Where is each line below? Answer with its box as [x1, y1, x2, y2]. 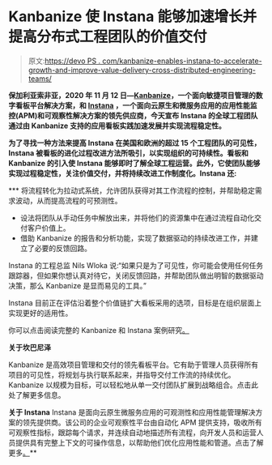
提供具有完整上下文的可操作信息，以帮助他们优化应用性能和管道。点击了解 [15, 437, 264, 447]
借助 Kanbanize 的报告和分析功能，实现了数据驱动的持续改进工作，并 [19, 232, 252, 243]
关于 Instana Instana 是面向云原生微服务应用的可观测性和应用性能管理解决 [8, 407, 256, 417]
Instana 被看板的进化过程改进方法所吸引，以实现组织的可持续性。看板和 [8, 147, 249, 158]
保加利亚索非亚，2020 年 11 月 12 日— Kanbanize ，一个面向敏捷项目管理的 [8, 90, 257, 100]
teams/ [28, 74, 53, 83]
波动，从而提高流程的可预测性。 [15, 195, 122, 205]
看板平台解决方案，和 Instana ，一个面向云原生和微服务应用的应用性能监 [15, 100, 257, 110]
